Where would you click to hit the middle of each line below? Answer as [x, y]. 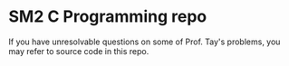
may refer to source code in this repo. [79, 51]
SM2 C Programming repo [108, 17]
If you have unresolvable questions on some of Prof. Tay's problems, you [144, 42]
